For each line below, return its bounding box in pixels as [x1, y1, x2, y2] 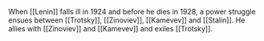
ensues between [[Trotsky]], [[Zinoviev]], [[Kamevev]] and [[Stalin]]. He [8, 15, 246, 25]
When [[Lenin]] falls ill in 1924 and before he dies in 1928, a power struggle [8, 7, 256, 16]
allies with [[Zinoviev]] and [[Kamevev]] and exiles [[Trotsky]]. [8, 24, 213, 33]
